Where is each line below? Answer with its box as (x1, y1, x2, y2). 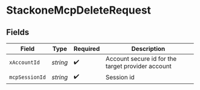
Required (73, 45, 100, 53)
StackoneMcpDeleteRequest (6, 4, 151, 17)
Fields (6, 27, 30, 37)
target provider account (105, 62, 172, 70)
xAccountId (9, 59, 40, 66)
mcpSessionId (9, 73, 46, 81)
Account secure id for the (105, 54, 177, 63)
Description (131, 45, 165, 53)
